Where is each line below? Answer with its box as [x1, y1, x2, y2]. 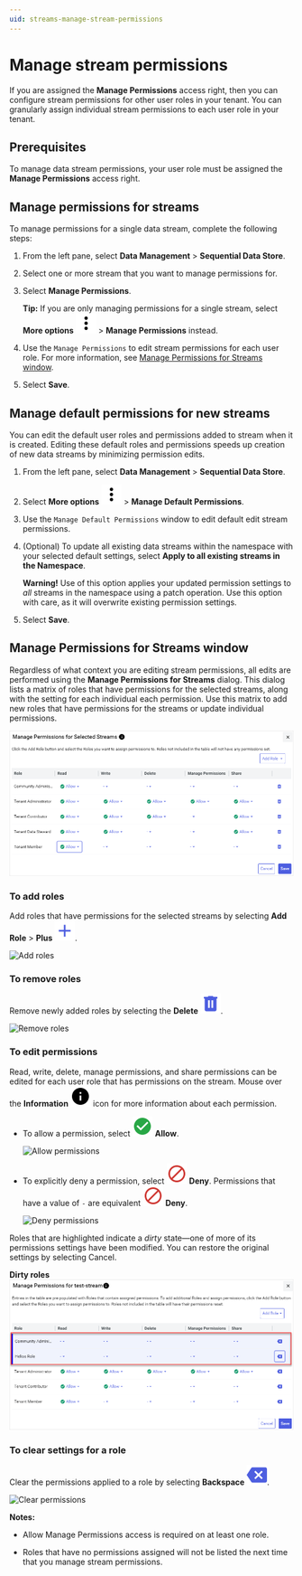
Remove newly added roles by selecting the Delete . [9, 1005, 224, 1016]
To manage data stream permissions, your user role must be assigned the [9, 164, 283, 175]
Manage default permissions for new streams [9, 405, 270, 420]
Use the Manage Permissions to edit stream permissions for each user [22, 343, 279, 354]
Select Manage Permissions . [22, 286, 132, 297]
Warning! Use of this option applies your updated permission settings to [22, 578, 291, 588]
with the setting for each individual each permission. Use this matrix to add [9, 693, 288, 704]
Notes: [9, 1512, 36, 1523]
